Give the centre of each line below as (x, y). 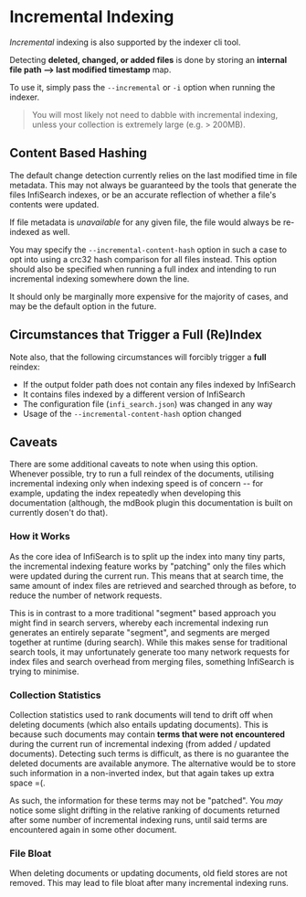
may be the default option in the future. (83, 306)
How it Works (40, 537)
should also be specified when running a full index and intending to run (143, 269)
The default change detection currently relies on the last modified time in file (153, 175)
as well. (56, 231)
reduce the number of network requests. (86, 595)
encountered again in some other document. (93, 829)
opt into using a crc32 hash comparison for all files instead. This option (143, 259)
